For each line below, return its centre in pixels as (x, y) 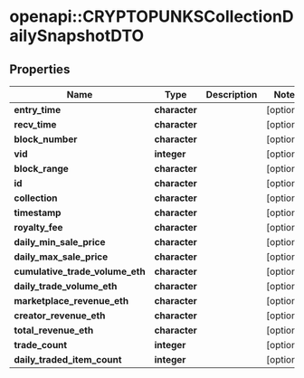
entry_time (38, 110)
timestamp (38, 213)
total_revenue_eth (54, 330)
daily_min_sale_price (60, 242)
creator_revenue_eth (60, 316)
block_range (42, 169)
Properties (40, 69)
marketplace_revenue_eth (71, 301)
